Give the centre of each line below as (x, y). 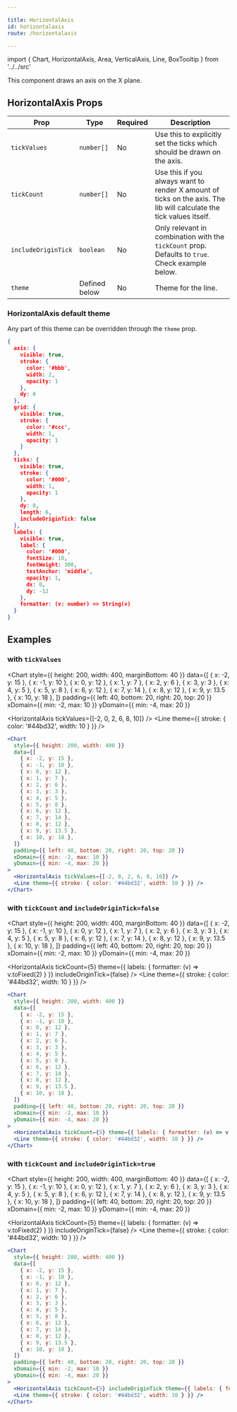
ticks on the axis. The (190, 199)
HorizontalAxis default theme (59, 313)
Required (132, 123)
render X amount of (187, 190)
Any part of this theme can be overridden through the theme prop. (102, 329)
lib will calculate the (187, 207)
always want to (180, 181)
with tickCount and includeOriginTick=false (84, 907)
